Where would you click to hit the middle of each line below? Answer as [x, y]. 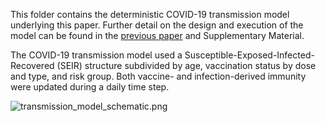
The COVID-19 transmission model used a [96, 55]
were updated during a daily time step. [90, 87]
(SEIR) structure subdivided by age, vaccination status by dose [186, 65]
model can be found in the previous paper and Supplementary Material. [157, 35]
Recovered [32, 65]
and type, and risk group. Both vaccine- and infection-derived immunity [158, 76]
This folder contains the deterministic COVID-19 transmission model [150, 14]
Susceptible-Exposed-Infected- [249, 55]
